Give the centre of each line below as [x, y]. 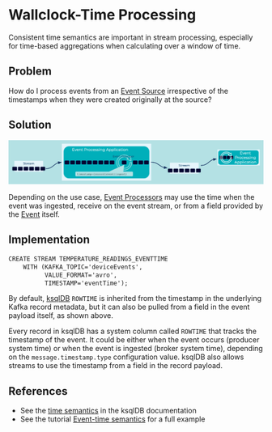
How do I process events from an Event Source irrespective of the [119, 91]
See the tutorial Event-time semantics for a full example [113, 419]
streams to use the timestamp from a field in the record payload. [115, 366]
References [38, 391]
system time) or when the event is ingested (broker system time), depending [136, 349]
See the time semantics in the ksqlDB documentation [108, 411]
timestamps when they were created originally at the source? [110, 100]
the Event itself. [34, 214]
